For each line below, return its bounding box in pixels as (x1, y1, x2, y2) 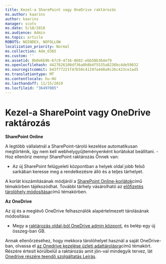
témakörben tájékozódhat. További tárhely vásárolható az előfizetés (5, 184, 144, 190)
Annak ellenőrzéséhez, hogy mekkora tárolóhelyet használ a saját (5, 238, 139, 244)
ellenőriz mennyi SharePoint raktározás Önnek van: (14, 154, 119, 160)
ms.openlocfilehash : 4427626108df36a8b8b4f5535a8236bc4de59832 (5, 62, 139, 67)
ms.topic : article (5, 35, 43, 40)
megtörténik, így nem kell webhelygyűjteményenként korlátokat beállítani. (5, 149, 155, 155)
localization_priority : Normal (5, 44, 70, 49)
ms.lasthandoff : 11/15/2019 (5, 81, 63, 86)
